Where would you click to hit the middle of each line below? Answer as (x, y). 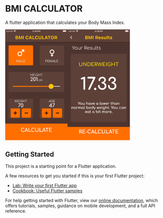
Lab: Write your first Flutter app (45, 185)
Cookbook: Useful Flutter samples (47, 191)
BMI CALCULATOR (44, 9)
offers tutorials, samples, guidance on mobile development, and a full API (80, 206)
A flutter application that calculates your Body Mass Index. (65, 22)
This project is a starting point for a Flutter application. (61, 166)
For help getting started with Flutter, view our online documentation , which (82, 200)
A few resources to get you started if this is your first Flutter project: (75, 176)
